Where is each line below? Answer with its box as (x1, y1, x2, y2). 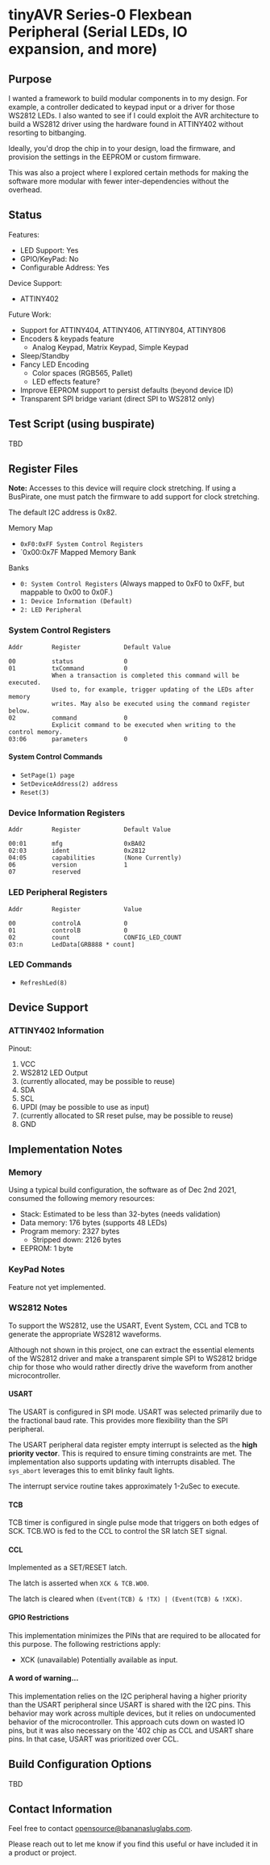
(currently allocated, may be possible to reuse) (19, 1076, 176, 1086)
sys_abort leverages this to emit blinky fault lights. (8, 1466, 175, 1475)
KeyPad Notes (8, 1264, 65, 1275)
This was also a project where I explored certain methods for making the (8, 168, 249, 177)
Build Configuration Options (8, 1758, 152, 1771)
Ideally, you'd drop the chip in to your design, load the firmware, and (8, 144, 235, 153)
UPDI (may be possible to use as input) (19, 1102, 150, 1111)
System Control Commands (8, 752, 103, 762)
